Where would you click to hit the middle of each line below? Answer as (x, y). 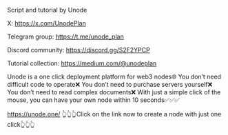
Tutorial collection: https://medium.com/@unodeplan (82, 63)
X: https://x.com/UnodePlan (46, 23)
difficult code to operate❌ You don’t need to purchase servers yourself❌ (110, 84)
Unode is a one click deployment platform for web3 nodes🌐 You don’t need (114, 76)
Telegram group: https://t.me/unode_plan (65, 37)
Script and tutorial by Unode (47, 10)
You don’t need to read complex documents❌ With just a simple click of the (114, 92)
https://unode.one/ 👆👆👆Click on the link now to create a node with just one (114, 114)
